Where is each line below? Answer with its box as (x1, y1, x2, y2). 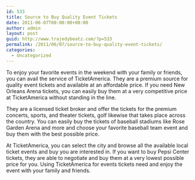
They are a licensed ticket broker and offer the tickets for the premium (6, 105, 177, 112)
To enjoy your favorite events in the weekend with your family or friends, (6, 68, 183, 76)
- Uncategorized (11, 53, 51, 58)
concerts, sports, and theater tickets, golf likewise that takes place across (6, 112, 186, 119)
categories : (6, 47, 35, 53)
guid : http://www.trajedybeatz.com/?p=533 (6, 36, 112, 42)
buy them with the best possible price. (6, 130, 99, 138)
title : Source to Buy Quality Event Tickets (6, 14, 118, 20)
